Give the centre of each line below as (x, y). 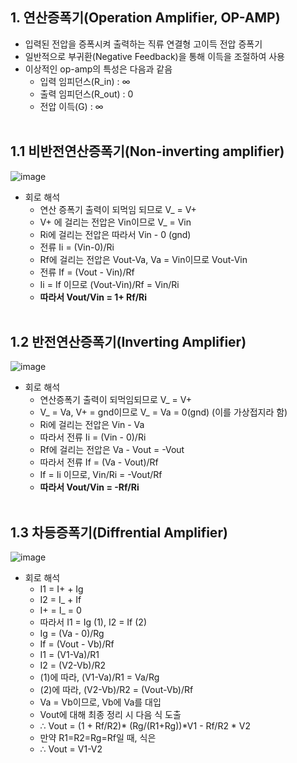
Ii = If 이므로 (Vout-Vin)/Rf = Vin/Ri (109, 284)
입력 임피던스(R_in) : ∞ (85, 81)
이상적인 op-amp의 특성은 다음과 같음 (98, 69)
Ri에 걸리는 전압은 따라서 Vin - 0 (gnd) (115, 234)
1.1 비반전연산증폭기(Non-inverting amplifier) (147, 151)
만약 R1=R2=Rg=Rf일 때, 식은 (98, 738)
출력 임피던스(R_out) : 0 (86, 94)
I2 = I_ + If (60, 600)
